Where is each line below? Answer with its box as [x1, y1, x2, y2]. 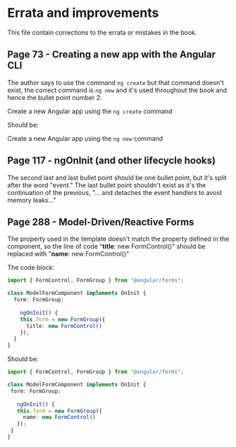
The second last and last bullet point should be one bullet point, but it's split [7, 173, 227, 182]
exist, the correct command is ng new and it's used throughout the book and [7, 86, 228, 94]
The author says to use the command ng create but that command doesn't [7, 78, 224, 87]
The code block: [7, 263, 55, 272]
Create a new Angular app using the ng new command [7, 134, 163, 142]
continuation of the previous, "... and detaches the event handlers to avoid [7, 188, 222, 196]
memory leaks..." [7, 196, 56, 204]
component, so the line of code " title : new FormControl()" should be [7, 242, 206, 251]
